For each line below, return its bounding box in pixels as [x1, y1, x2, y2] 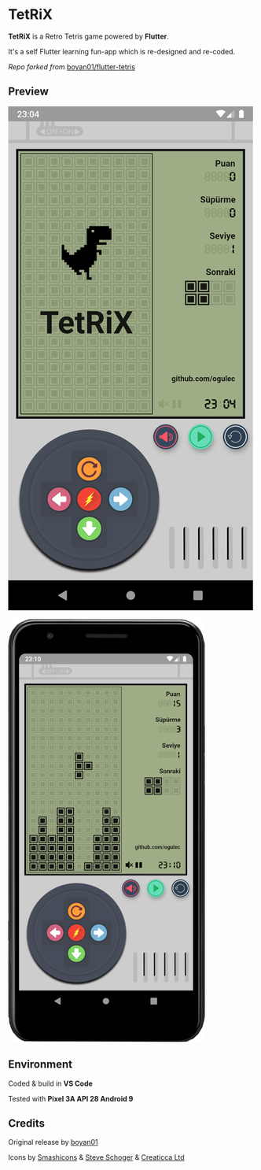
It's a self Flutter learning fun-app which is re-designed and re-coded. [8, 46, 236, 56]
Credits [8, 1116, 46, 1130]
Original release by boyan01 [8, 1138, 98, 1147]
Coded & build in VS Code [8, 1079, 93, 1088]
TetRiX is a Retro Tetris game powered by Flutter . [8, 31, 169, 41]
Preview [8, 85, 50, 98]
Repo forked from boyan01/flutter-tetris [8, 61, 136, 72]
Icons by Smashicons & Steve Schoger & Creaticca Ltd [8, 1153, 185, 1162]
